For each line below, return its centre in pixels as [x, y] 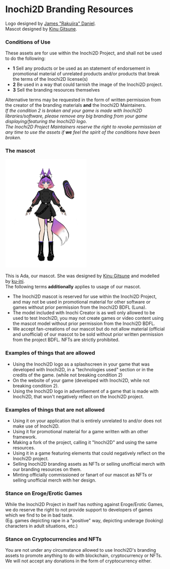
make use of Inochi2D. [36, 426]
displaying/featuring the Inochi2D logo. [46, 122]
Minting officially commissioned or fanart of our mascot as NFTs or [82, 474]
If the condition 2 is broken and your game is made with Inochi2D [74, 111]
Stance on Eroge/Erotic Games [44, 493]
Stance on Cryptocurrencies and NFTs [54, 539]
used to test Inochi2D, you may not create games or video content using [88, 318]
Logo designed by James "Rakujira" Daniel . [50, 23]
